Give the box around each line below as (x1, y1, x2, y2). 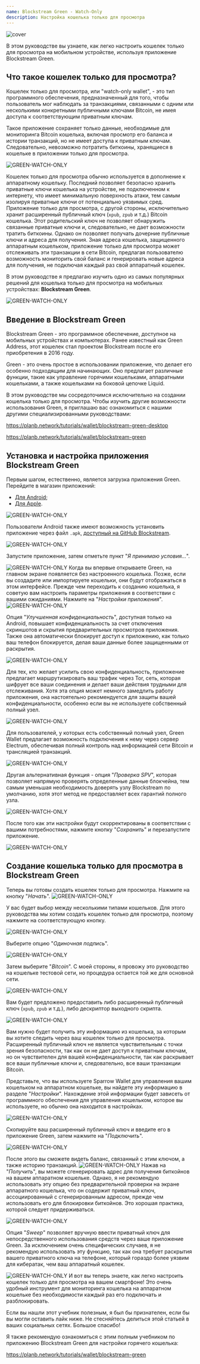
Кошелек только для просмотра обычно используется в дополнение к (6, 173, 186, 180)
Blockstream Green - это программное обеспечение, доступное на (6, 330, 176, 338)
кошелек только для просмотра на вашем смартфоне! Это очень (6, 1278, 172, 1285)
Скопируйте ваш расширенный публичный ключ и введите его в (6, 1126, 171, 1133)
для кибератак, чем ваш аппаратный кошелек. (6, 1260, 125, 1268)
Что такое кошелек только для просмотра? (6, 72, 177, 82)
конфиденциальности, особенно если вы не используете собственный (6, 700, 186, 707)
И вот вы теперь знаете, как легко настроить (68, 1272, 183, 1279)
